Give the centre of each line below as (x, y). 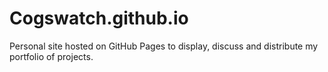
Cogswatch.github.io (99, 18)
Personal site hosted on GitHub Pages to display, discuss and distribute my (164, 46)
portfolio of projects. (51, 56)
